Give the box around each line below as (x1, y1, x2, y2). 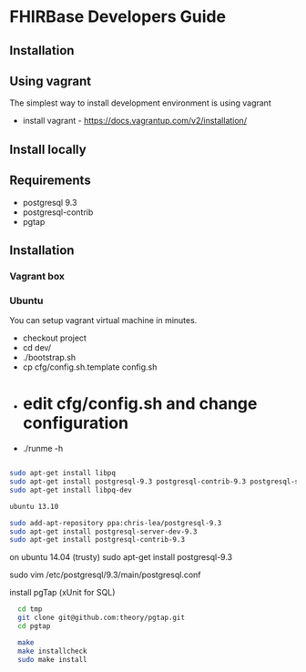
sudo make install (17, 655, 88, 664)
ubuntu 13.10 (9, 502, 59, 511)
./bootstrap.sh (22, 352, 76, 363)
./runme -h (22, 443, 64, 454)
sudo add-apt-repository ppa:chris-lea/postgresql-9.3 (9, 518, 222, 527)
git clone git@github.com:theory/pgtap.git (17, 613, 185, 623)
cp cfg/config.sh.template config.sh (22, 361, 158, 372)
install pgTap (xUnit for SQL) (9, 587, 116, 598)
